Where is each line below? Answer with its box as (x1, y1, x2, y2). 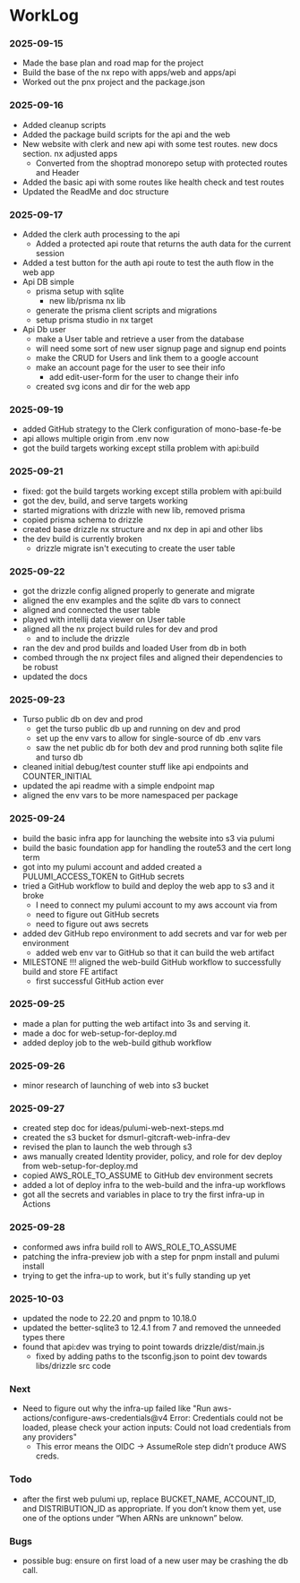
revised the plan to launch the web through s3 (21, 1141, 193, 1152)
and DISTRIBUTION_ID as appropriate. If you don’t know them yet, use (21, 1502, 282, 1514)
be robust (21, 661, 58, 672)
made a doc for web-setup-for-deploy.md (21, 1028, 177, 1038)
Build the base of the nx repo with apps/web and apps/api (21, 67, 236, 78)
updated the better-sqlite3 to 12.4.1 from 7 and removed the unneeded (21, 1322, 281, 1333)
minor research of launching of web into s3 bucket (21, 1080, 209, 1091)
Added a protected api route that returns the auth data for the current (35, 238, 291, 249)
